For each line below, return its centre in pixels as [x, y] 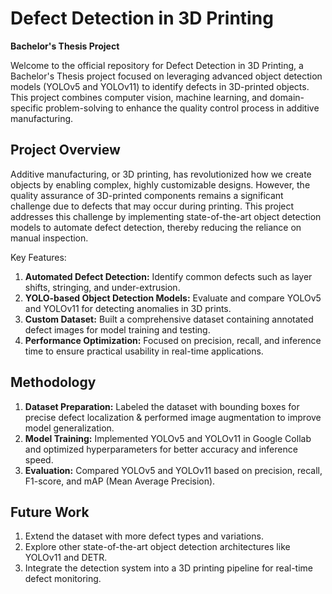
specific [27, 108]
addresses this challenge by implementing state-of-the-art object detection [166, 216]
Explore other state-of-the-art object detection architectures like [157, 547]
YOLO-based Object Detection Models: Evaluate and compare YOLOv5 [173, 298]
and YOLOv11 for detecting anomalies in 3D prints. [128, 308]
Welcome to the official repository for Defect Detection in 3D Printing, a [157, 65]
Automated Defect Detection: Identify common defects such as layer [168, 276]
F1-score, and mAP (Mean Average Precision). [120, 481]
